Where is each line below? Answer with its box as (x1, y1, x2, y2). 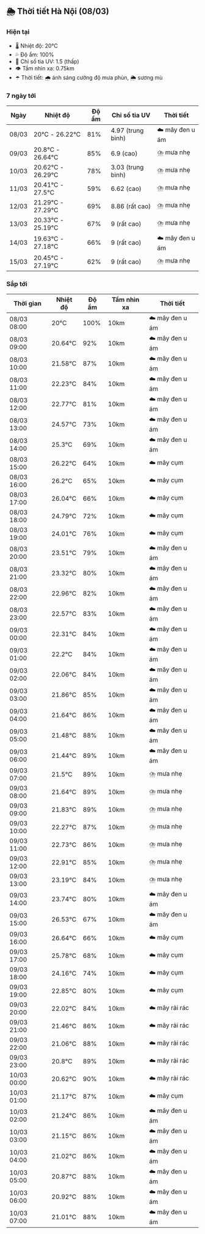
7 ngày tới (6, 91, 37, 100)
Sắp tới (6, 279, 27, 288)
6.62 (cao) (110, 184, 142, 193)
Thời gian (13, 299, 41, 308)
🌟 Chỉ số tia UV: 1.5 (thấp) (15, 58, 79, 65)
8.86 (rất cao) (110, 202, 151, 211)
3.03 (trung (110, 163, 144, 171)
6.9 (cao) (110, 149, 138, 157)
